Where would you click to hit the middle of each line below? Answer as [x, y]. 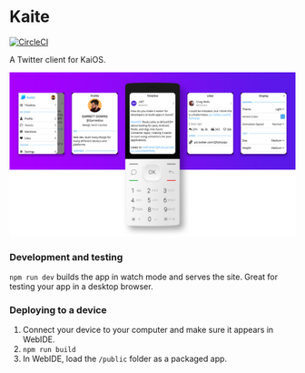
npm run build [49, 350]
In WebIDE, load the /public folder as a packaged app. [125, 359]
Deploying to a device [58, 310]
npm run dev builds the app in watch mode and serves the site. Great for [144, 277]
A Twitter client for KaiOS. [58, 59]
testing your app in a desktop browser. [81, 287]
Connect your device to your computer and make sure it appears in [148, 330]
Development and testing [66, 257]
